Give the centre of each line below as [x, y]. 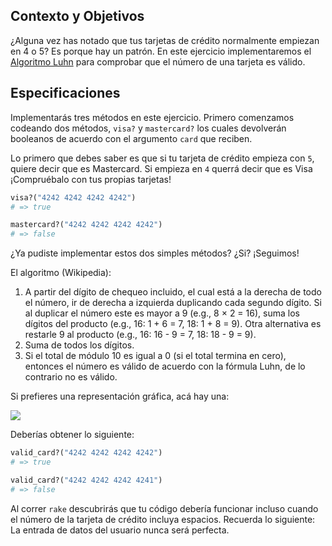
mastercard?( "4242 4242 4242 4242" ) [86, 225]
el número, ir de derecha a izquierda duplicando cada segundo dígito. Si [173, 303]
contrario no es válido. [71, 377]
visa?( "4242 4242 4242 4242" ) [73, 197]
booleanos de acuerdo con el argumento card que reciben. [131, 138]
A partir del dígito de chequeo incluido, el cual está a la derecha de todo [173, 292]
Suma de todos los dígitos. [79, 345]
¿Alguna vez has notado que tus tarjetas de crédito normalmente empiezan [165, 40]
